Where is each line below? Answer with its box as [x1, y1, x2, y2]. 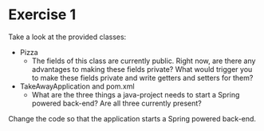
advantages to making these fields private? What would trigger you [31, 64, 253, 73]
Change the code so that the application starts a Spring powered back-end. [8, 113, 257, 123]
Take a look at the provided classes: [8, 32, 127, 42]
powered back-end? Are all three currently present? [31, 98, 202, 108]
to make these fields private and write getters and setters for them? [31, 73, 254, 82]
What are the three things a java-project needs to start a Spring [31, 89, 240, 99]
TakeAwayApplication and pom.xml [19, 81, 135, 91]
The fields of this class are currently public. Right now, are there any [31, 56, 256, 65]
